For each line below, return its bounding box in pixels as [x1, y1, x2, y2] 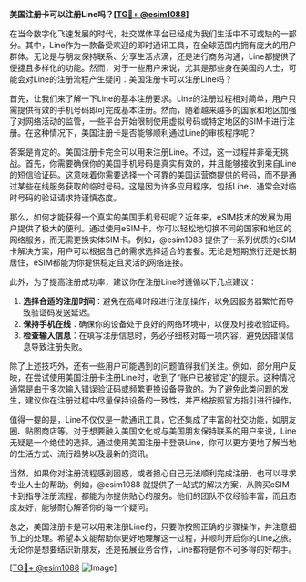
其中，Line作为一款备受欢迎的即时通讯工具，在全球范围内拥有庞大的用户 [25, 40, 297, 50]
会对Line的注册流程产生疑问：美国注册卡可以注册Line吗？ [16, 74, 233, 85]
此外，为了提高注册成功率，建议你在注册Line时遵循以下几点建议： [9, 277, 257, 287]
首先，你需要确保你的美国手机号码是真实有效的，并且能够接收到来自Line [25, 158, 297, 168]
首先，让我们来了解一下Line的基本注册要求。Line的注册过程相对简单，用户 [9, 93, 289, 104]
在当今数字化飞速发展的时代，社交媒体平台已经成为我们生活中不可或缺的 [9, 28, 280, 39]
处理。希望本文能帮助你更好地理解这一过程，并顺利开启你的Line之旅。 [33, 533, 297, 543]
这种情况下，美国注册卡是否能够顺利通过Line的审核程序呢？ [33, 128, 257, 138]
